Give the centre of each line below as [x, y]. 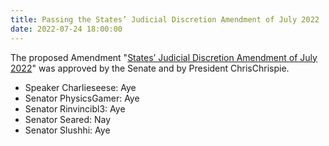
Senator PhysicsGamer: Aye [82, 98]
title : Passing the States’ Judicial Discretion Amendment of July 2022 [165, 19]
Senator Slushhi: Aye [67, 130]
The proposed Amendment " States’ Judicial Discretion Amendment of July [164, 57]
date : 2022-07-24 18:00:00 [66, 29]
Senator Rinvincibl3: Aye [75, 108]
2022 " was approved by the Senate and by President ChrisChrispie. [150, 68]
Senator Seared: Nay [68, 119]
